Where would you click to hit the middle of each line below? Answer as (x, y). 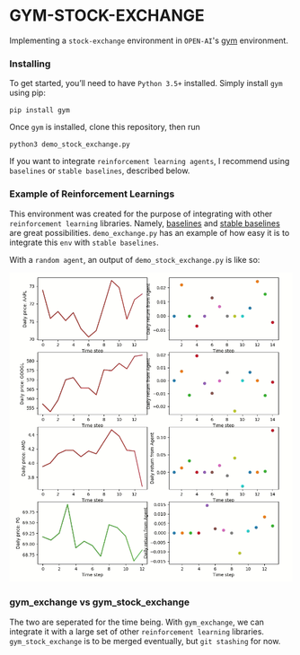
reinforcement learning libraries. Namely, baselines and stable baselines (145, 223)
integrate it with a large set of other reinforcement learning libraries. (137, 631)
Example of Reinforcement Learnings (92, 194)
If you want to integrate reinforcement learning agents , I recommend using (150, 162)
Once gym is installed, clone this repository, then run (105, 127)
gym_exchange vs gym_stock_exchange (100, 602)
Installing (30, 64)
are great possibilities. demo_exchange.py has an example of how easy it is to (150, 232)
